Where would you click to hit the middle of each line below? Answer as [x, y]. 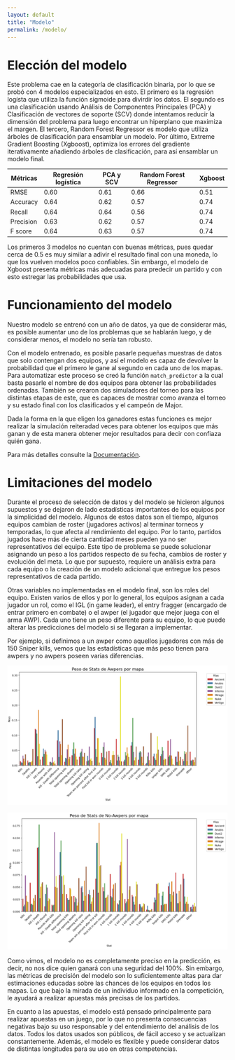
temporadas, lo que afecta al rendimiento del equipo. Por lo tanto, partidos [114, 532]
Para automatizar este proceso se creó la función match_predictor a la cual [115, 375]
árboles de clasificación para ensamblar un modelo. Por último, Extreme [111, 137]
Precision [23, 222]
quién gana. [24, 441]
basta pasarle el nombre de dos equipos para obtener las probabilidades [112, 383]
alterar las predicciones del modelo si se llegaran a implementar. [100, 627]
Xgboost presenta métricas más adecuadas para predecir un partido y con [115, 269]
